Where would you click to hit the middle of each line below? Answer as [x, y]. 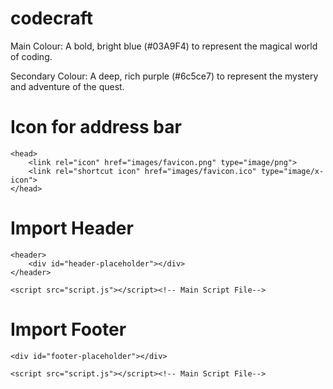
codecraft [52, 18]
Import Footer [68, 329]
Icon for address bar [96, 127]
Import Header [72, 228]
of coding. [31, 56]
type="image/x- [292, 171]
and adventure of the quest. [67, 86]
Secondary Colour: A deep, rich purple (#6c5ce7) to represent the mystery [164, 76]
